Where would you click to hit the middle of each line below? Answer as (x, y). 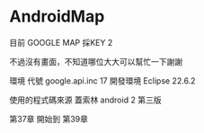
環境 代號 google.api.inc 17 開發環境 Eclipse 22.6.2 (102, 80)
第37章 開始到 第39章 (49, 119)
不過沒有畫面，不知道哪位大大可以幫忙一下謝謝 (96, 61)
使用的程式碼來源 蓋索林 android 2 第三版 (85, 100)
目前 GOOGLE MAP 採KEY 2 (61, 42)
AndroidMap (57, 17)
